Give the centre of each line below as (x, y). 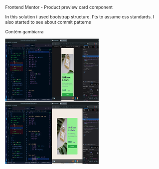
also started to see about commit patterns (48, 22)
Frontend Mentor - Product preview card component (59, 7)
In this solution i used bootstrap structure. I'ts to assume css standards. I (80, 17)
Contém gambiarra (24, 32)
